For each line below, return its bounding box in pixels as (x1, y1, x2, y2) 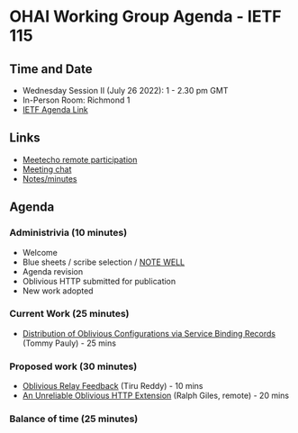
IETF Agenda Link (22, 104, 88, 114)
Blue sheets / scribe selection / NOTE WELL (22, 257, 185, 267)
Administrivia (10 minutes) (9, 227, 128, 239)
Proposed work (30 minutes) (9, 360, 138, 373)
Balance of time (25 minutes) (9, 412, 139, 425)
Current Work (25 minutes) (9, 308, 130, 320)
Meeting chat (22, 164, 72, 175)
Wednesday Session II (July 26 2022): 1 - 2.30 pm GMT (22, 86, 229, 95)
